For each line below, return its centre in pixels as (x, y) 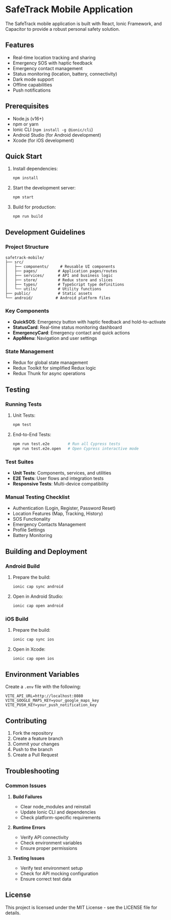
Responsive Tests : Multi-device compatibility (60, 484)
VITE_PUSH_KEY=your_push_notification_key (51, 705)
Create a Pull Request (35, 755)
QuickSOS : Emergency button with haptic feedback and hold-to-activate (89, 322)
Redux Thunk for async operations (49, 373)
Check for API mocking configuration (59, 873)
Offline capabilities (32, 84)
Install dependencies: (35, 169)
